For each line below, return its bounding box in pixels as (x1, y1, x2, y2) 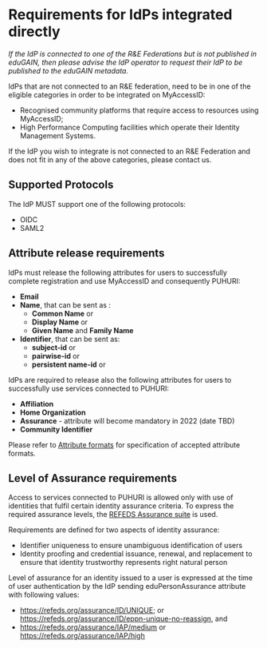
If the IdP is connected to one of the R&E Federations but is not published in (8, 49, 257, 58)
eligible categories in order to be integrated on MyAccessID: (8, 89, 206, 99)
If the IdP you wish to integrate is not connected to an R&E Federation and (8, 146, 251, 156)
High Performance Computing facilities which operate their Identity (19, 122, 241, 132)
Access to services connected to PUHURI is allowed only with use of (8, 493, 234, 503)
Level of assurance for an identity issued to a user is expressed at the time (8, 573, 253, 582)
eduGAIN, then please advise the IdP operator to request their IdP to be (8, 58, 243, 67)
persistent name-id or (31, 360, 106, 369)
